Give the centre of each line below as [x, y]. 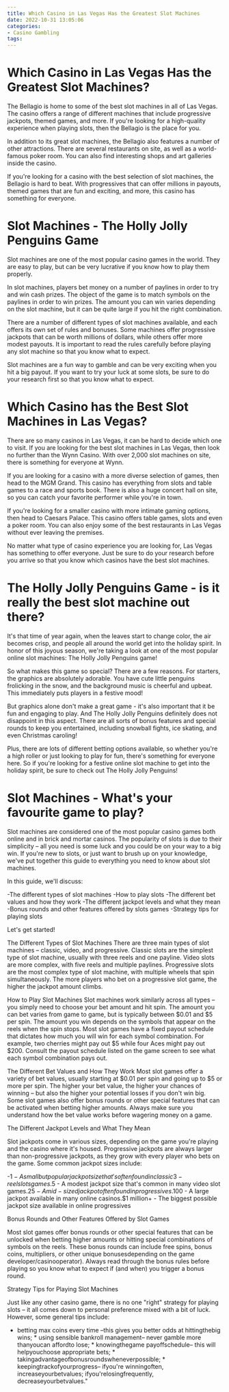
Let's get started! [31, 929]
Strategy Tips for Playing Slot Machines [63, 1289]
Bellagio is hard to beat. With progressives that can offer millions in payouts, [114, 184]
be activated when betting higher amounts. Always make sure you [100, 1107]
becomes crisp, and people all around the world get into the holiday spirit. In [114, 643]
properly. [20, 274]
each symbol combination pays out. [57, 1058]
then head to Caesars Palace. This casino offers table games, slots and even [115, 518]
